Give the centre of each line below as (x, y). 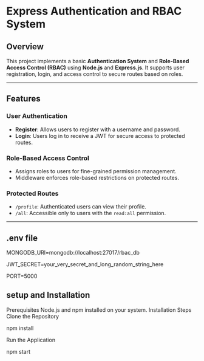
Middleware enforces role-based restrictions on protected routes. (97, 177)
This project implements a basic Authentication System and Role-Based (98, 61)
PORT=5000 (22, 276)
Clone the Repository (33, 316)
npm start (19, 351)
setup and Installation (48, 295)
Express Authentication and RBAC (94, 11)
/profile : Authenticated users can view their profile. (81, 207)
